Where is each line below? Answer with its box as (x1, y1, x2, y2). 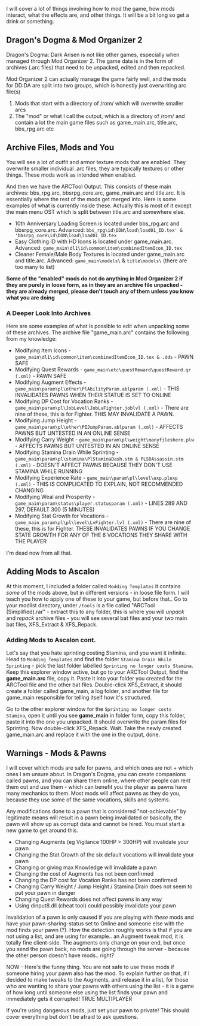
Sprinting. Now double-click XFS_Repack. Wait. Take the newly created (6, 725, 182, 732)
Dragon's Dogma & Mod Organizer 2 (6, 35, 143, 46)
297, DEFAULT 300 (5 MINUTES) (14, 506, 95, 513)
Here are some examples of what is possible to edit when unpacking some (6, 322, 190, 329)
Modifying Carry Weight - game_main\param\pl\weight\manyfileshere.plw (14, 435, 195, 443)
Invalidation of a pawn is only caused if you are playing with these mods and (6, 913, 194, 921)
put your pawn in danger (14, 889, 76, 896)
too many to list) (14, 263, 55, 270)
